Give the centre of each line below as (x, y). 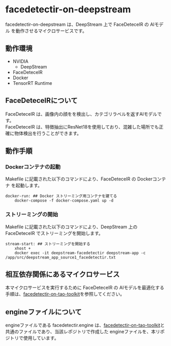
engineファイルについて (44, 312)
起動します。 (29, 186)
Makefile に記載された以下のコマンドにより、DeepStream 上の (71, 227)
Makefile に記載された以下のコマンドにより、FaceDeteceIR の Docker (79, 179)
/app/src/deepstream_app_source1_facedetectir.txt (61, 257)
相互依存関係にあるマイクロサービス (62, 274)
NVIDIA (21, 61)
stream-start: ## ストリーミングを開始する (48, 244)
